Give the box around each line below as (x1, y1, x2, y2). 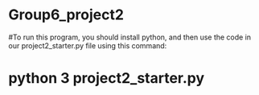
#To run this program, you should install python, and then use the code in (8, 32, 252, 42)
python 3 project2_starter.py (8, 69, 205, 88)
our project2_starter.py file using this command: (8, 40, 167, 50)
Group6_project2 (8, 6, 125, 24)
